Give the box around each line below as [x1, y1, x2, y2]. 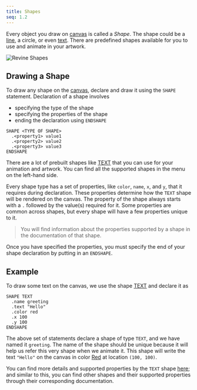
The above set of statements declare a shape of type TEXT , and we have [6, 335, 181, 342]
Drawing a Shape [6, 71, 70, 81]
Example [6, 266, 39, 276]
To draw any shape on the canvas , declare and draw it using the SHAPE [6, 86, 176, 94]
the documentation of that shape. [20, 232, 102, 239]
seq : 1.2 [6, 14, 28, 20]
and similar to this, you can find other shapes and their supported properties [6, 371, 191, 378]
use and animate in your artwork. [6, 42, 86, 50]
